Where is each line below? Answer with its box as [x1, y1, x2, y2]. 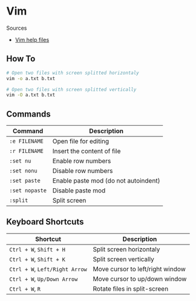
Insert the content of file [52, 147, 121, 155]
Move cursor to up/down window [93, 274, 187, 283]
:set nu [9, 158, 31, 164]
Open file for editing [52, 137, 109, 146]
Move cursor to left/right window [93, 265, 186, 273]
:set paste [9, 177, 41, 184]
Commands [6, 109, 51, 119]
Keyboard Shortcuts [6, 217, 84, 227]
